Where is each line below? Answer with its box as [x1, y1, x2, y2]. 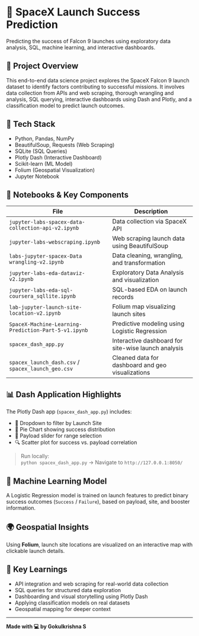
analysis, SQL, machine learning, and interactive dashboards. [6, 44, 156, 51]
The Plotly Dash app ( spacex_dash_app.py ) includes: [6, 408, 132, 416]
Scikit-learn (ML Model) [14, 160, 73, 167]
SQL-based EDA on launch [112, 286, 188, 294]
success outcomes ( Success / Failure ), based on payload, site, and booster [6, 498, 190, 505]
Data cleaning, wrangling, [112, 251, 183, 260]
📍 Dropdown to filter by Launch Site [14, 420, 102, 427]
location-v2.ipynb [9, 310, 61, 317]
